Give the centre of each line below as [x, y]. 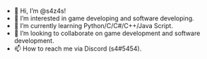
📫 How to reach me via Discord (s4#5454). [78, 48]
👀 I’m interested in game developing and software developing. [104, 18]
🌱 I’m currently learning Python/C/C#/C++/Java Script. [93, 26]
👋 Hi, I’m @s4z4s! [40, 11]
